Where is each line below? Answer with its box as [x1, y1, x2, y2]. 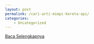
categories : [5, 16, 29, 21]
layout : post [5, 7, 31, 12]
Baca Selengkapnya [5, 33, 45, 39]
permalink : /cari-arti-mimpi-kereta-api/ [5, 11, 90, 16]
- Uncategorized [13, 20, 47, 25]
